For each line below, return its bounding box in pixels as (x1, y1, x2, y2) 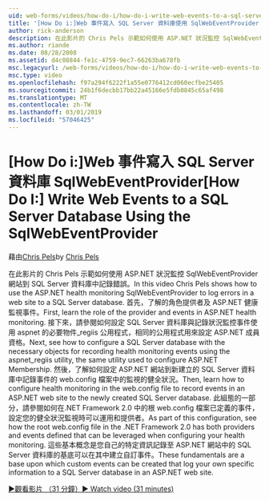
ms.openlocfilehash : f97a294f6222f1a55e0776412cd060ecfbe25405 (8, 78, 224, 86)
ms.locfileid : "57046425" (8, 116, 94, 124)
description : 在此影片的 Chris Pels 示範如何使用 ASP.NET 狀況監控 (8, 34, 220, 42)
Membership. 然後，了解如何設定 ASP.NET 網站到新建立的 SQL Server (8, 364, 239, 374)
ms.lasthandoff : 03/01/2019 (8, 109, 102, 117)
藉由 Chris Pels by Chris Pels (8, 251, 100, 261)
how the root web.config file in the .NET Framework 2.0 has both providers (8, 422, 255, 431)
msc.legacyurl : (8, 64, 59, 72)
